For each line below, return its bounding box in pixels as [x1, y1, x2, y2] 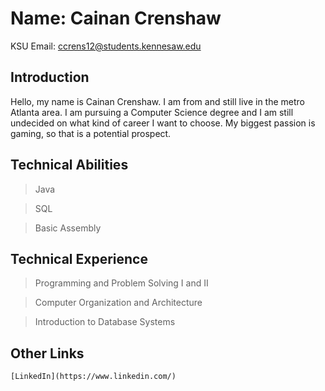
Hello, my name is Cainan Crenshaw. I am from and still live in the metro [10, 95, 306, 107]
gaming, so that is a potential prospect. [10, 127, 172, 139]
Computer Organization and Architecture [34, 297, 203, 309]
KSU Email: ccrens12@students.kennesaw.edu [10, 40, 202, 52]
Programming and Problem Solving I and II [34, 277, 209, 289]
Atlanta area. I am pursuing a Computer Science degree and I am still [10, 106, 294, 118]
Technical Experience [10, 250, 148, 267]
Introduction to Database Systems [34, 316, 176, 328]
